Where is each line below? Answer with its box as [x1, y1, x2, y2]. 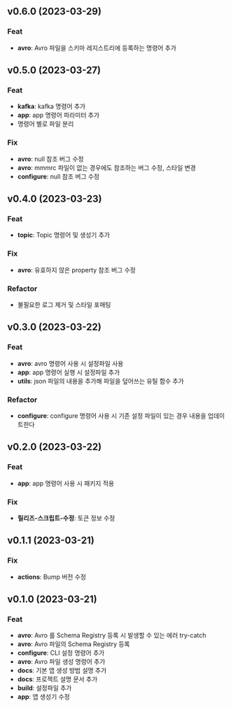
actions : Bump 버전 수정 [17, 572, 86, 581]
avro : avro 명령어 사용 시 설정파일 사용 [17, 359, 124, 367]
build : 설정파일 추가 [17, 684, 72, 693]
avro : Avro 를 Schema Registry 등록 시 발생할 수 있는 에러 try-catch [17, 631, 206, 640]
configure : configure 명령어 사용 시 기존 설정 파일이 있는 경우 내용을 [17, 411, 206, 420]
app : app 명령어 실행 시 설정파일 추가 [17, 368, 120, 376]
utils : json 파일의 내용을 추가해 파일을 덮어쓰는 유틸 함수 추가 [17, 376, 184, 385]
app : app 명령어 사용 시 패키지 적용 [17, 479, 114, 487]
